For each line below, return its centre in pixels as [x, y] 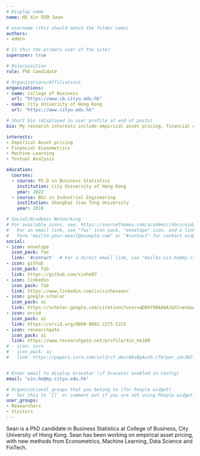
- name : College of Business [42, 93]
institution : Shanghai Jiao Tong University [73, 203]
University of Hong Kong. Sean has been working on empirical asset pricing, [100, 435]
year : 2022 [30, 192]
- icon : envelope [28, 247]
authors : [17, 33]
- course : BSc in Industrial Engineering [64, 197]
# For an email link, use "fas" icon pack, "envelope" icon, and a [94, 230]
